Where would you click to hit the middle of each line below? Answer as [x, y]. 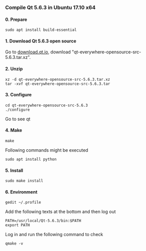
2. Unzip [14, 68]
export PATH [17, 225]
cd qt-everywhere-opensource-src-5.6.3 [47, 105]
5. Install [14, 170]
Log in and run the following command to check [54, 235]
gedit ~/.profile [23, 203]
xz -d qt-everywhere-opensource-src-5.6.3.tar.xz [58, 79]
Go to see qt [18, 119]
